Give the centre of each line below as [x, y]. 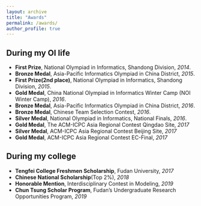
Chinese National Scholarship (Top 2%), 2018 [72, 177]
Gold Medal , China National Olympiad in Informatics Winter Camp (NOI [103, 93]
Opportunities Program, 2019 [51, 196]
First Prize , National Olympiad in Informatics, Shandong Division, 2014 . [103, 67]
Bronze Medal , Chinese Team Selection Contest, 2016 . [83, 112]
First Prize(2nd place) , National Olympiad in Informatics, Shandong [98, 80]
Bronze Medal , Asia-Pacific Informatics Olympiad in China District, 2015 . [105, 74]
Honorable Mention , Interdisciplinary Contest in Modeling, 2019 [94, 183]
